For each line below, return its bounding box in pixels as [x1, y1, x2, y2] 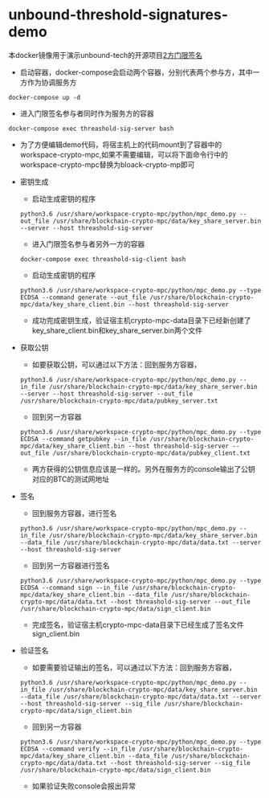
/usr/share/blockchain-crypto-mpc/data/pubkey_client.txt [52, 448, 251, 457]
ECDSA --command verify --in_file [19, 745, 136, 753]
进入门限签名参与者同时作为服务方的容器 [19, 108, 154, 118]
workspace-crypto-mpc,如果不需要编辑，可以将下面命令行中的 [19, 149, 229, 159]
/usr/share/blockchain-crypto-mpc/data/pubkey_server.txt [19, 396, 218, 405]
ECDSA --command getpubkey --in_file [19, 435, 147, 443]
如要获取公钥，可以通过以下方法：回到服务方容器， [31, 359, 202, 369]
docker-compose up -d [8, 93, 81, 101]
